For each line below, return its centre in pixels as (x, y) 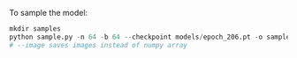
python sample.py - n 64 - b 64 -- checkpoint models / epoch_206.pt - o (136, 37)
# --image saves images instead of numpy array (99, 45)
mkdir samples (35, 29)
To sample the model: (49, 13)
